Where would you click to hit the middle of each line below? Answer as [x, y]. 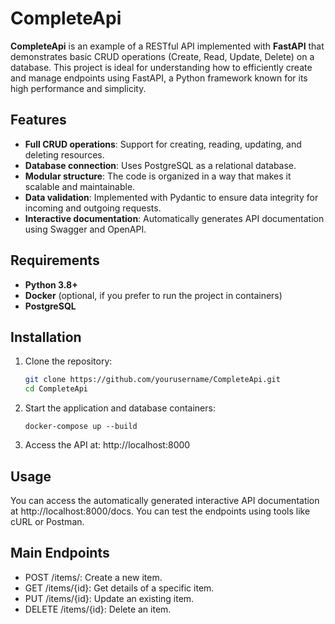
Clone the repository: [68, 361]
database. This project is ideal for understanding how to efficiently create [161, 67]
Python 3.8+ [51, 284]
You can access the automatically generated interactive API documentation [165, 500]
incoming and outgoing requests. [93, 208]
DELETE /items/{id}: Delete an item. [98, 609]
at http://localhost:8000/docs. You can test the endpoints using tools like [160, 511]
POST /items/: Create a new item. [93, 577]
